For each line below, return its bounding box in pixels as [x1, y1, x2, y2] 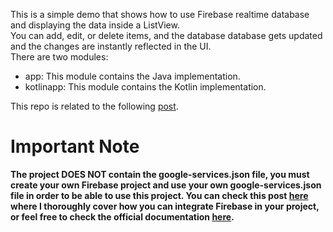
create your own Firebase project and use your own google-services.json [10, 179, 322, 191]
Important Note [10, 135, 140, 158]
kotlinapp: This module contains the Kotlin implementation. [24, 81, 267, 93]
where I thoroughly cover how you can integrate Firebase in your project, [10, 200, 320, 212]
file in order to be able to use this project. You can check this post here [10, 189, 309, 201]
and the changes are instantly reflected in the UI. [10, 40, 212, 52]
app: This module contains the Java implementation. [24, 70, 241, 82]
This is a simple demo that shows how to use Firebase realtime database [10, 9, 310, 20]
